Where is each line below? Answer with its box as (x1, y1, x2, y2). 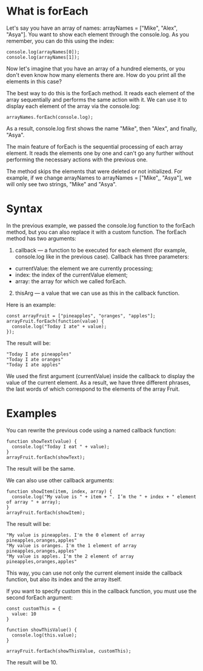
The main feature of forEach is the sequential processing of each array (6, 143, 183, 150)
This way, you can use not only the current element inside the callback (6, 569, 183, 576)
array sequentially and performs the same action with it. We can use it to (6, 96, 188, 103)
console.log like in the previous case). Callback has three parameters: (15, 253, 190, 260)
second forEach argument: (6, 593, 73, 601)
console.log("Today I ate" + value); (12, 323, 107, 329)
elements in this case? (6, 78, 62, 85)
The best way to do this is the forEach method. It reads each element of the (6, 89, 195, 96)
